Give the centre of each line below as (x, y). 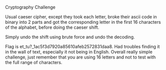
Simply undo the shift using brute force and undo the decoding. (70, 37)
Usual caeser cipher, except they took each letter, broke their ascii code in (81, 17)
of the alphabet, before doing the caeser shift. (52, 27)
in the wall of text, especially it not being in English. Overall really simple (79, 52)
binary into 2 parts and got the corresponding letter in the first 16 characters (83, 22)
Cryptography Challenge (30, 7)
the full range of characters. (34, 62)
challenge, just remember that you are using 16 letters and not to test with (81, 57)
